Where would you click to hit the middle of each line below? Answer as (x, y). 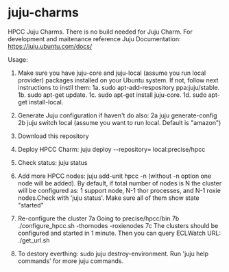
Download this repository (53, 136)
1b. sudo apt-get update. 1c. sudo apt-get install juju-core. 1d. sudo (112, 95)
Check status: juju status (52, 162)
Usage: (18, 59)
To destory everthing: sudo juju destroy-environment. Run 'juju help (113, 253)
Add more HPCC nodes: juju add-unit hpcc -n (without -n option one (114, 176)
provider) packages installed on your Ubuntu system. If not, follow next (118, 80)
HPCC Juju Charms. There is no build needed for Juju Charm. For (100, 32)
